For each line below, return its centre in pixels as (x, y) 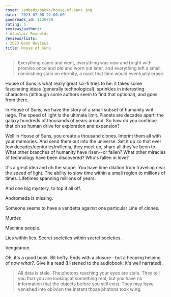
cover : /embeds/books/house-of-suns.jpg (49, 10)
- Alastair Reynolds (27, 34)
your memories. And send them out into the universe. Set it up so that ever (83, 141)
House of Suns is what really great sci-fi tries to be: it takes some (74, 83)
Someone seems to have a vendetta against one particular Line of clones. (82, 208)
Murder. (13, 218)
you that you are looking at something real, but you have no (80, 278)
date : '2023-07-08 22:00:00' (36, 15)
